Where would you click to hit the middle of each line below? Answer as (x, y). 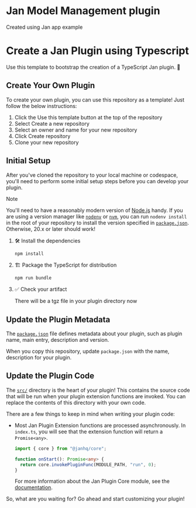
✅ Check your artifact (41, 290)
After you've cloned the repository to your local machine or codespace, (92, 175)
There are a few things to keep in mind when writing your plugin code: (91, 414)
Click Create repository (42, 136)
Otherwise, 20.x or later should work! (51, 229)
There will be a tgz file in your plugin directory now (76, 301)
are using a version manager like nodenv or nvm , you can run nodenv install (97, 216)
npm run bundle (33, 278)
